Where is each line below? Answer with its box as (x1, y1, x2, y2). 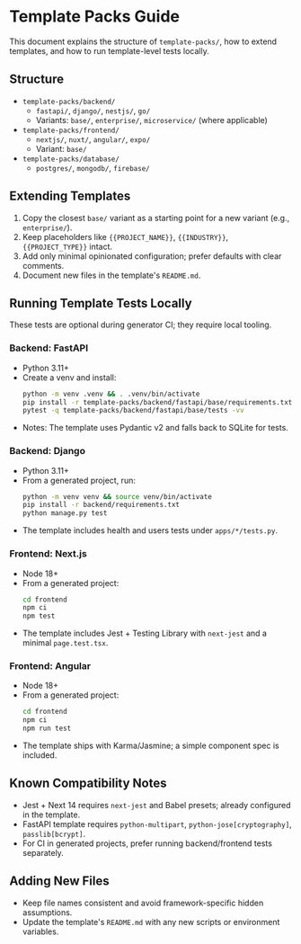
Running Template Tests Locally (9, 295, 192, 311)
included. (22, 750, 58, 761)
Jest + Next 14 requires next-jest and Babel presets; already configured (22, 799, 291, 810)
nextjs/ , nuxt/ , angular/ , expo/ (35, 133, 151, 145)
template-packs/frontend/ (22, 126, 120, 135)
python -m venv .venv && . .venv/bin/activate (22, 389, 200, 398)
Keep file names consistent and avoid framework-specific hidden (22, 897, 264, 908)
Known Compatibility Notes (9, 776, 167, 791)
